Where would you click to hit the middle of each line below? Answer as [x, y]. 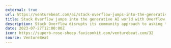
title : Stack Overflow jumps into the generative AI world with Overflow [85, 19]
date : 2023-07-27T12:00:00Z [35, 28]
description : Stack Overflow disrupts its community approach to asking [84, 24]
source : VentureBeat [27, 38]
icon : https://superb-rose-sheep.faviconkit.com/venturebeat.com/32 [79, 33]
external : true [21, 10]
